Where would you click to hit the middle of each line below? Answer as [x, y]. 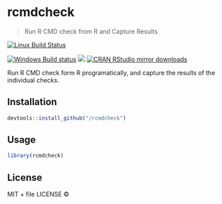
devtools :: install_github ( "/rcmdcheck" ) [67, 118]
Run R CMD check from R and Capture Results [91, 31]
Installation [32, 102]
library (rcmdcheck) [36, 156]
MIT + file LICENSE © [38, 194]
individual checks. [33, 80]
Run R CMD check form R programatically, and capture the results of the [111, 72]
